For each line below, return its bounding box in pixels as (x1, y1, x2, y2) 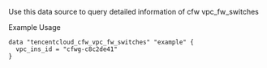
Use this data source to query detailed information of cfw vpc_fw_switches (8, 7, 260, 16)
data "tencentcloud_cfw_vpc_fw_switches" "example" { (8, 38, 195, 46)
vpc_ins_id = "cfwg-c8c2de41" (15, 45, 118, 53)
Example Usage (8, 23, 61, 32)
